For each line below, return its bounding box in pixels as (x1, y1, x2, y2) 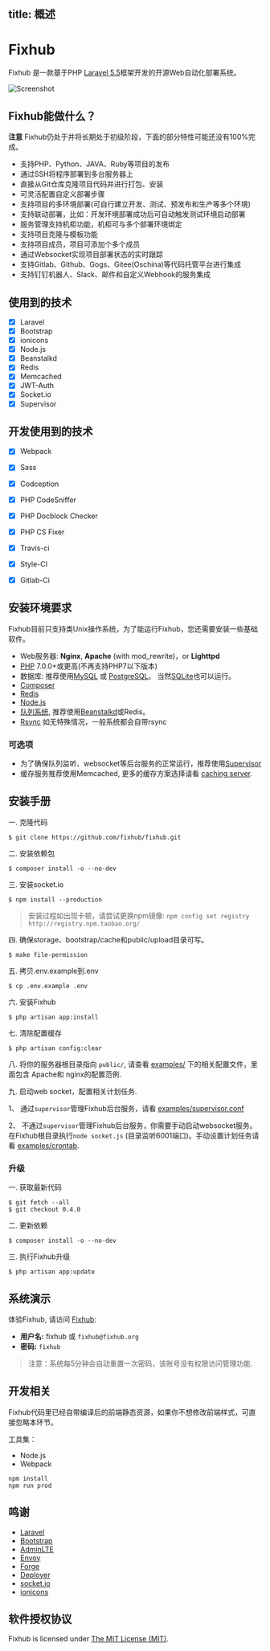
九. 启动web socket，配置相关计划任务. (8, 1086, 137, 1096)
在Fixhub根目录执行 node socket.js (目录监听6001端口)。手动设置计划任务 (8, 1130, 252, 1140)
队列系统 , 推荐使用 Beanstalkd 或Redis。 (19, 706, 150, 717)
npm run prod (8, 1481, 52, 1490)
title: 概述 (8, 7, 56, 22)
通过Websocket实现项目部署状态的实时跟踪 (19, 250, 163, 260)
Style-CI (19, 559, 48, 569)
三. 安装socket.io (8, 879, 64, 889)
